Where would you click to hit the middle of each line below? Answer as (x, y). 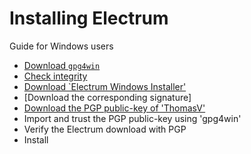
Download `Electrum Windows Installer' (105, 86)
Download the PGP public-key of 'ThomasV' (114, 108)
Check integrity (55, 76)
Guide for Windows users (61, 46)
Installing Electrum (89, 18)
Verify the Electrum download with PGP (105, 129)
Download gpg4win (62, 65)
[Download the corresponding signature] (107, 97)
